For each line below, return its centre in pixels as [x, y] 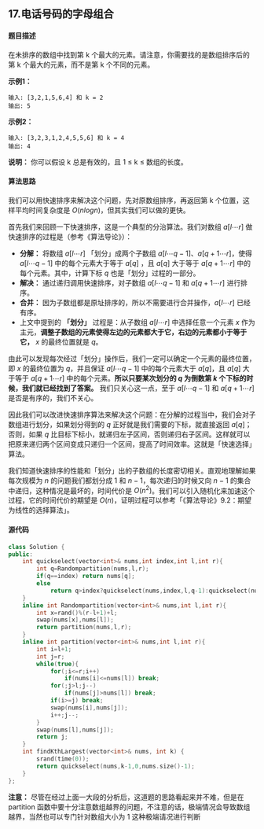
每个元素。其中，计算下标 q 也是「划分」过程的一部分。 [110, 273]
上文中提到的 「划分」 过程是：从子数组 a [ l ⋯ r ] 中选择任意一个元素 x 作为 [137, 322]
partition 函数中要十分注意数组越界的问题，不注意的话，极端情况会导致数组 [129, 807]
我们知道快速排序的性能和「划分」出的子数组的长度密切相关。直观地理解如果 [132, 470]
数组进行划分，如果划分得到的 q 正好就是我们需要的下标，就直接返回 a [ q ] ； [130, 424]
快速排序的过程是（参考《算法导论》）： [70, 236]
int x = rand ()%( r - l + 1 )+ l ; [77, 613]
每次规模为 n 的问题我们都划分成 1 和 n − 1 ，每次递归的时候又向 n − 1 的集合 [130, 480]
